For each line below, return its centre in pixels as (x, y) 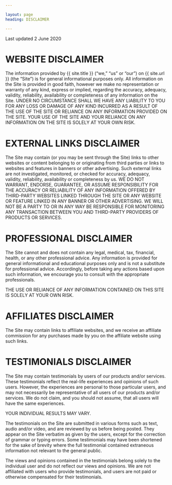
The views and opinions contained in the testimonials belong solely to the (83, 461)
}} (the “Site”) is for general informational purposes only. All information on (84, 79)
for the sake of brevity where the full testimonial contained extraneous (80, 445)
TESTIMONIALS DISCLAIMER (69, 362)
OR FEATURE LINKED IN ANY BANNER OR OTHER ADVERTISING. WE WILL (84, 201)
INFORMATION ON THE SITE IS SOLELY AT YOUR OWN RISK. (70, 123)
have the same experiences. (35, 403)
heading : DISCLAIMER (27, 19)
